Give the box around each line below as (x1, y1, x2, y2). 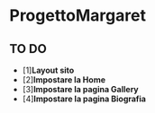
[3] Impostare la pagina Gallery (22, 84, 140, 94)
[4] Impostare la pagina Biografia (22, 93, 147, 104)
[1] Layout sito (22, 65, 75, 75)
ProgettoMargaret (9, 5, 147, 26)
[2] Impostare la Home (22, 74, 106, 85)
